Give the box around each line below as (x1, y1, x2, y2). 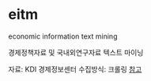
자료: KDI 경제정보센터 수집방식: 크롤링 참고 (8, 64, 142, 74)
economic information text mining (8, 31, 118, 41)
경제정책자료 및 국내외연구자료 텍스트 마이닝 (8, 47, 144, 57)
